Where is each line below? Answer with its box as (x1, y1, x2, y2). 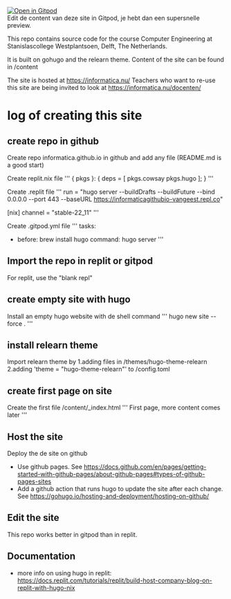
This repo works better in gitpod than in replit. (7, 530, 138, 539)
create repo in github (7, 135, 99, 147)
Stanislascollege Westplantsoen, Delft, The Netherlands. (7, 42, 168, 50)
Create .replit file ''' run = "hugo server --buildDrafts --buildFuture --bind (7, 187, 216, 196)
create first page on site (7, 385, 113, 397)
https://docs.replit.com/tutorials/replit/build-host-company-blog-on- (17, 576, 212, 584)
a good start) (7, 161, 44, 169)
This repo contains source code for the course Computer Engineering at (7, 35, 213, 43)
